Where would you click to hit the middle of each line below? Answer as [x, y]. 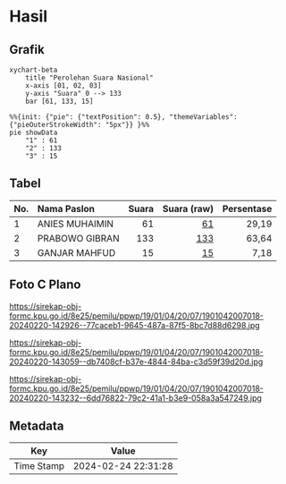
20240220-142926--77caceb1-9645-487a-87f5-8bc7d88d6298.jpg [135, 325]
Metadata [37, 426]
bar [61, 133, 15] [59, 101]
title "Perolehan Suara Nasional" [89, 78]
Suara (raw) [188, 208]
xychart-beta [34, 70]
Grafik [27, 50]
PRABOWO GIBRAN [78, 238]
